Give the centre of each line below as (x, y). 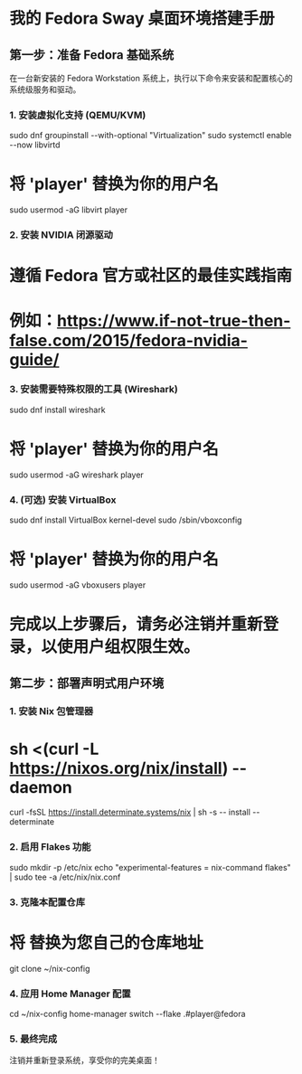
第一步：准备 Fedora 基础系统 (92, 55)
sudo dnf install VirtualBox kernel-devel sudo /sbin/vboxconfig (126, 520)
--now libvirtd (35, 145)
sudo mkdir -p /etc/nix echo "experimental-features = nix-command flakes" (150, 867)
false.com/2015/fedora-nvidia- (129, 340)
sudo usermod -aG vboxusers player (78, 585)
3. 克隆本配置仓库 (47, 902)
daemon (41, 787)
